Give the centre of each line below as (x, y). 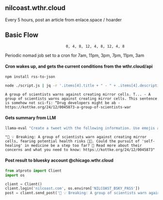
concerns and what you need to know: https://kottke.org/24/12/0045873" (80, 150)
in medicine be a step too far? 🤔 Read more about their (83, 145)
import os (15, 175)
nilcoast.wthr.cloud (35, 8)
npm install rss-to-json (30, 77)
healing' (14, 145)
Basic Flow (22, 35)
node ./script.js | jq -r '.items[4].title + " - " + (61, 85)
